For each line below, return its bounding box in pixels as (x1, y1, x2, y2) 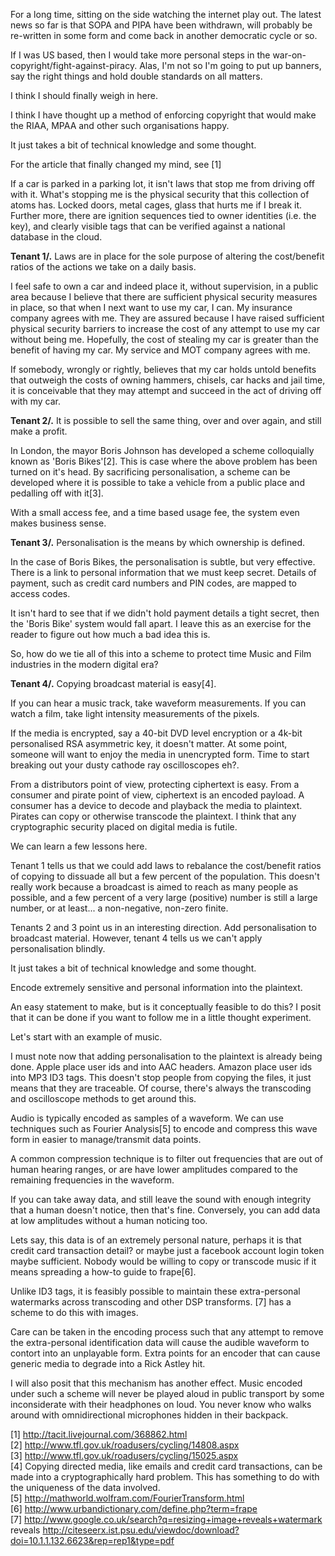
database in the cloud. (10, 231, 103, 243)
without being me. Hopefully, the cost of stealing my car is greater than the (10, 334, 319, 345)
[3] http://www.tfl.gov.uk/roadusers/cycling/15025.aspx (10, 1450, 239, 1461)
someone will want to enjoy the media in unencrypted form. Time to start (10, 749, 310, 760)
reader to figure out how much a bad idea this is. (10, 629, 211, 640)
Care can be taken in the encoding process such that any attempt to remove (10, 1326, 324, 1338)
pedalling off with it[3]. (10, 487, 104, 499)
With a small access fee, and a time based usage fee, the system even (10, 507, 300, 518)
